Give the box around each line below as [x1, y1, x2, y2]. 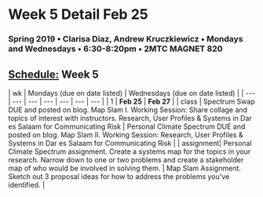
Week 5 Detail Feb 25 [8, 5, 148, 24]
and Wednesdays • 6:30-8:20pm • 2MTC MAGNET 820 [8, 43, 223, 54]
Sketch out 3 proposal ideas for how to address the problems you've [8, 171, 230, 181]
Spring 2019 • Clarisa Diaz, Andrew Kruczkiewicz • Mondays [8, 34, 243, 45]
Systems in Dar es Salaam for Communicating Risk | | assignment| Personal [8, 138, 253, 148]
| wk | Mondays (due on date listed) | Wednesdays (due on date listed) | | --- [8, 88, 255, 97]
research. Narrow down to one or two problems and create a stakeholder [8, 155, 244, 164]
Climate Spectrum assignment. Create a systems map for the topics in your [8, 147, 251, 156]
